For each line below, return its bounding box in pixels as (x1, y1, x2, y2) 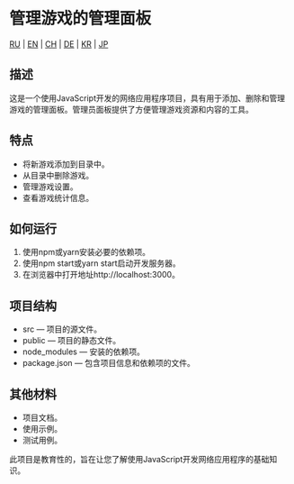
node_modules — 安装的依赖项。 (22, 346, 146, 357)
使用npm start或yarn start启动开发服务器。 (22, 258, 182, 269)
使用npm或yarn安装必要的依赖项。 (22, 247, 151, 258)
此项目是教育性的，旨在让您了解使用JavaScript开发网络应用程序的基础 (9, 454, 270, 464)
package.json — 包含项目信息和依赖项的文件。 (22, 358, 196, 369)
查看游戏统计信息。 (22, 192, 94, 203)
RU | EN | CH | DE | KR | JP (9, 38, 109, 50)
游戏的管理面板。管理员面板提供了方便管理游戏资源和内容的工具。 (9, 104, 254, 114)
